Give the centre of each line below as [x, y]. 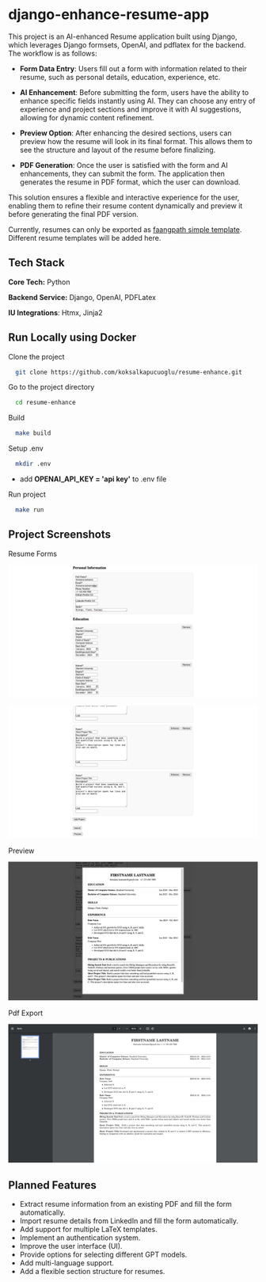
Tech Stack [36, 263]
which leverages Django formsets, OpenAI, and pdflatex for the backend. [127, 44]
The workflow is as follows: [53, 53]
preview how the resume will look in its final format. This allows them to [136, 141]
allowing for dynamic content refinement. [87, 117]
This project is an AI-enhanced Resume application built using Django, [123, 36]
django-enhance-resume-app [109, 15]
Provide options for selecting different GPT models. [103, 1255]
